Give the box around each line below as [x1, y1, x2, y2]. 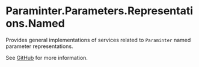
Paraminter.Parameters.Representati [5, 4, 194, 18]
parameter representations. [5, 43, 73, 50]
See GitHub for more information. [5, 54, 88, 61]
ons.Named [5, 17, 66, 30]
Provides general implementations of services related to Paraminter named [5, 36, 191, 43]
